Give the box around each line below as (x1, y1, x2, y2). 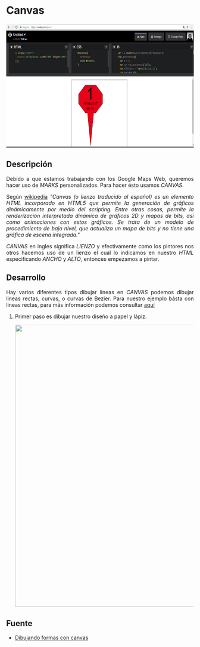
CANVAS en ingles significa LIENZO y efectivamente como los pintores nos (6, 242, 194, 249)
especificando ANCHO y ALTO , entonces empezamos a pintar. (6, 255, 160, 263)
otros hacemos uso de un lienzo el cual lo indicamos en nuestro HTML (6, 249, 194, 256)
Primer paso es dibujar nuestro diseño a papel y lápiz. (14, 313, 147, 320)
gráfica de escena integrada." (6, 231, 80, 238)
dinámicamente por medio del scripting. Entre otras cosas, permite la (6, 205, 194, 212)
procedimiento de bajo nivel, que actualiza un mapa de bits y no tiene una (6, 224, 194, 232)
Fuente (6, 618, 33, 628)
